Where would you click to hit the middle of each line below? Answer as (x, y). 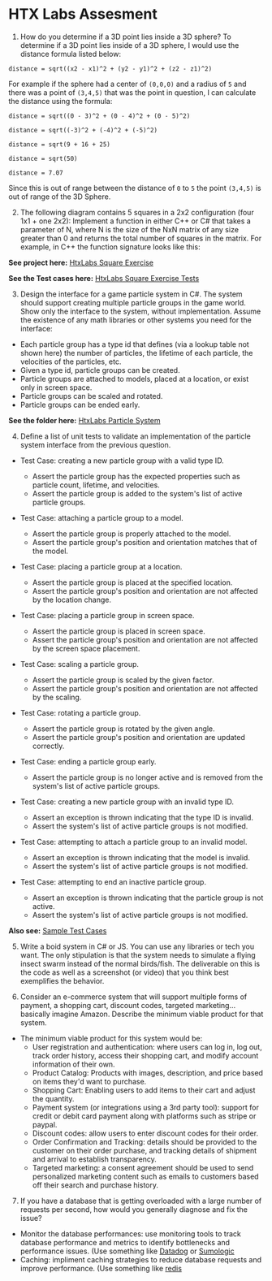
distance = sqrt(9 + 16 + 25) (60, 144)
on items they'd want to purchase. (89, 1081)
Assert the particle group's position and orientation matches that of (145, 542)
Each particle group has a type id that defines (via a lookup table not (134, 344)
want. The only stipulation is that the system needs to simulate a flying (138, 954)
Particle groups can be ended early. (80, 405)
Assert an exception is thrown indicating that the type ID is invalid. (143, 817)
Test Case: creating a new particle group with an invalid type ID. (127, 802)
